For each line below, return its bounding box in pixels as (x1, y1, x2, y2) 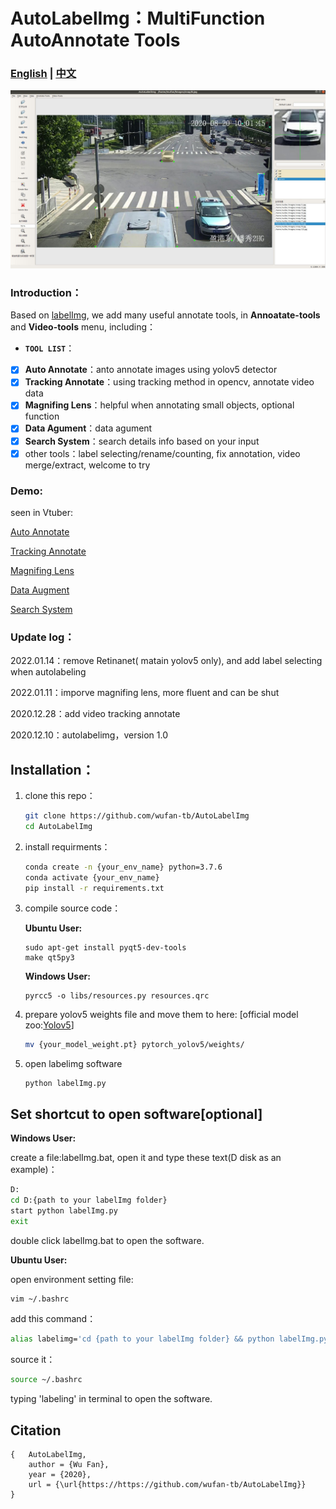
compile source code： (24, 902, 122, 914)
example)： (10, 1164, 58, 1176)
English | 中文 (10, 67, 77, 81)
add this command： (10, 1313, 97, 1325)
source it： (10, 1354, 56, 1366)
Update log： (10, 630, 75, 644)
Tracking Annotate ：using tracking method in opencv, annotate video (24, 376, 315, 388)
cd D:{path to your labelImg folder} (10, 1195, 168, 1205)
